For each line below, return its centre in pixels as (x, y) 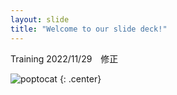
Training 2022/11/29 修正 (64, 58)
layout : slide (40, 19)
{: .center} (80, 78)
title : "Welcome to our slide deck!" (89, 29)
